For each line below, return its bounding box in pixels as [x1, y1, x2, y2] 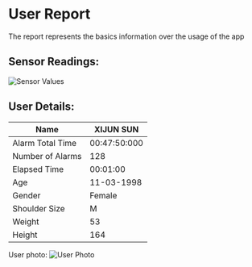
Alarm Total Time [12, 137, 77, 148]
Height [12, 229, 38, 240]
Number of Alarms [12, 150, 82, 161]
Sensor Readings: [8, 55, 99, 69]
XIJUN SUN [93, 123, 139, 135]
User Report [8, 5, 91, 23]
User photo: [8, 249, 48, 259]
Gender [12, 190, 41, 201]
